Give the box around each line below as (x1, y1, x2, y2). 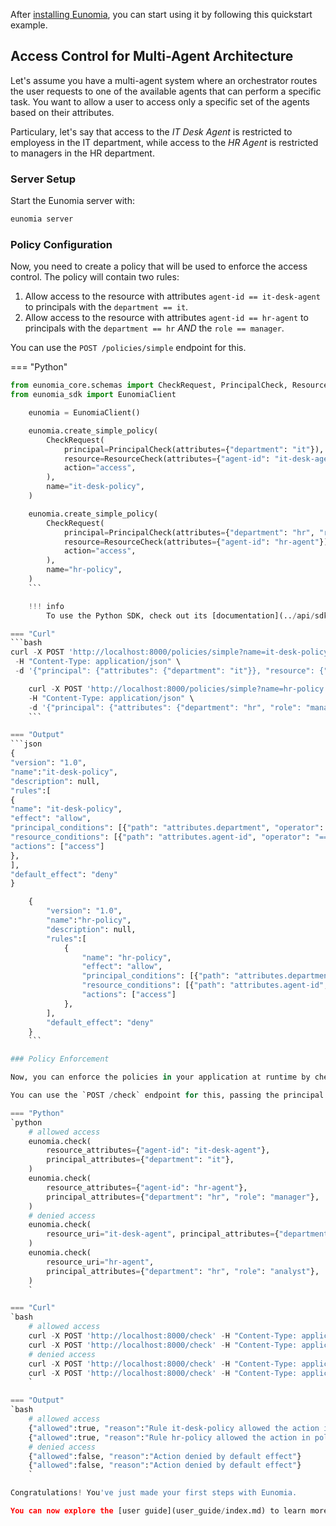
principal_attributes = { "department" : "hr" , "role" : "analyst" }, (46, 1266, 320, 1276)
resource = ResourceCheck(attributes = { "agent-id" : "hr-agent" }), (63, 537, 333, 547)
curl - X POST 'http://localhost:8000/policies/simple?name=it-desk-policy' (10, 647, 333, 658)
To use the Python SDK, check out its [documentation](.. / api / (46, 610, 315, 621)
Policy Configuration (10, 237, 113, 251)
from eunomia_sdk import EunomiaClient (10, 390, 177, 400)
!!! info (28, 601, 65, 611)
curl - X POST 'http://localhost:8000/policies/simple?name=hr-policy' (28, 684, 329, 694)
